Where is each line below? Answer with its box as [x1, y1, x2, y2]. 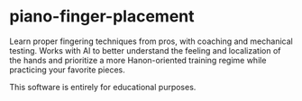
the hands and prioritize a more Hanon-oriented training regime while [9, 55, 267, 65]
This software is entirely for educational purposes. [9, 81, 197, 92]
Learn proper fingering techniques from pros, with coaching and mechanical [9, 36, 293, 46]
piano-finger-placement [9, 6, 196, 27]
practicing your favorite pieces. [9, 64, 125, 75]
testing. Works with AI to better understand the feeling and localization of [9, 45, 281, 55]
